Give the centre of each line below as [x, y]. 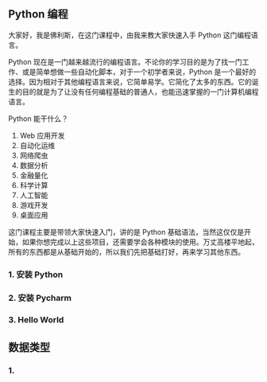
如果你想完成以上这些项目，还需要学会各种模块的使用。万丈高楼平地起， [140, 242]
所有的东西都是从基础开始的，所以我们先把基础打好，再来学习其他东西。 [126, 251]
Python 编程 [39, 14]
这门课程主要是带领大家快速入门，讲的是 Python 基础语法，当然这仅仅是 [126, 232]
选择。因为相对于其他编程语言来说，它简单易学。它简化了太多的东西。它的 [130, 81]
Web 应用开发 [42, 135]
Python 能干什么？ [39, 119]
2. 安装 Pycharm [40, 298]
